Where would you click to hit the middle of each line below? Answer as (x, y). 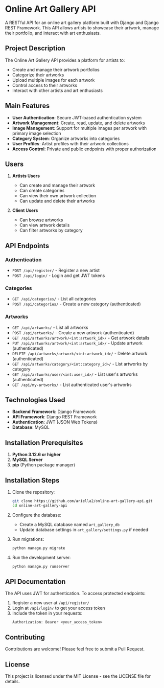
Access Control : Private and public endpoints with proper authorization (84, 149)
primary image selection (36, 133)
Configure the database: (37, 515)
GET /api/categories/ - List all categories (54, 299)
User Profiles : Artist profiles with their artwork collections (70, 143)
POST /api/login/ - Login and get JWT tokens (59, 275)
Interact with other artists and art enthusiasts (57, 90)
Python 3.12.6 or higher (36, 455)
